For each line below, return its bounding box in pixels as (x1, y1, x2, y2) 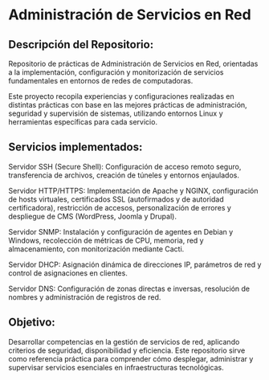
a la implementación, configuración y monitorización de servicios (8, 67, 224, 77)
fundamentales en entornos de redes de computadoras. (8, 76, 194, 85)
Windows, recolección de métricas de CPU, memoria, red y (8, 235, 204, 245)
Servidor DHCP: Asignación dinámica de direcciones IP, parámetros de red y (8, 259, 262, 269)
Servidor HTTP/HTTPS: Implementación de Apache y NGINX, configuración (8, 186, 259, 195)
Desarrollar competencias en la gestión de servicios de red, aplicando (8, 337, 240, 346)
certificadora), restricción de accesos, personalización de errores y (8, 202, 231, 212)
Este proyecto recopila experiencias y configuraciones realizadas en (8, 92, 234, 101)
